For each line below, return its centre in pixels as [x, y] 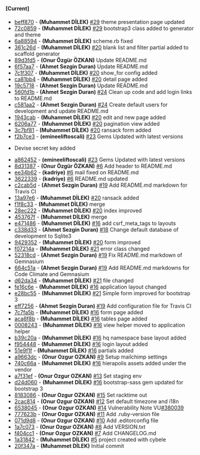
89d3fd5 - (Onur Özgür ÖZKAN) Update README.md [80, 60]
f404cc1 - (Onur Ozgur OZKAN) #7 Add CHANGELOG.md [85, 433]
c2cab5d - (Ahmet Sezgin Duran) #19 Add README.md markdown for [101, 185]
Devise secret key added [45, 148]
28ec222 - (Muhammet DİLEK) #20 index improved [78, 211]
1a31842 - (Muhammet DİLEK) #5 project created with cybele [90, 439]
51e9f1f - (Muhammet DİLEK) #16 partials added [74, 351]
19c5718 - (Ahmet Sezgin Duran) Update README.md [81, 86]
